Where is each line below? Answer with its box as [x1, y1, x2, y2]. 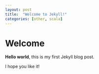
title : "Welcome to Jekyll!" [5, 12, 67, 17]
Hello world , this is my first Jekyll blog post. [5, 54, 95, 60]
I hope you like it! [5, 64, 40, 70]
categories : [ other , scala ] [5, 16, 63, 21]
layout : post [5, 7, 32, 12]
